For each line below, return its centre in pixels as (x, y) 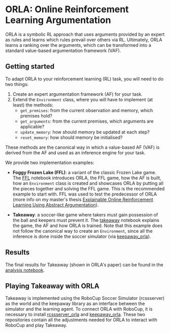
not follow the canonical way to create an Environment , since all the (83, 231)
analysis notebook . (25, 270)
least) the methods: (33, 105)
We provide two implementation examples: (50, 162)
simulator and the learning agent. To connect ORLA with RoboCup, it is (79, 309)
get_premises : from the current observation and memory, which (87, 110)
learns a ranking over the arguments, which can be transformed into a (78, 45)
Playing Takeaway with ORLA (53, 286)
